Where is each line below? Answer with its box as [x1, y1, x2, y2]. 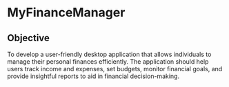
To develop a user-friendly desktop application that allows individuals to [7, 50, 212, 58]
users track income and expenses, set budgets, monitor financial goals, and [7, 65, 223, 73]
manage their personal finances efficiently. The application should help [7, 58, 209, 66]
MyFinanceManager [7, 5, 126, 21]
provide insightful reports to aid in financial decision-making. [7, 72, 180, 80]
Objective [7, 32, 50, 44]
